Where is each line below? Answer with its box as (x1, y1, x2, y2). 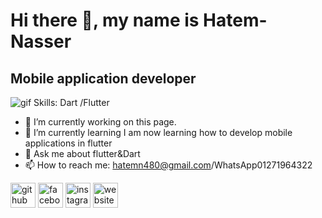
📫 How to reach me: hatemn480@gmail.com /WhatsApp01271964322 (24, 159, 313, 171)
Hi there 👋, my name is (10, 9, 200, 32)
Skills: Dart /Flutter (33, 97, 110, 108)
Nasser (10, 30, 72, 53)
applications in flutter (24, 137, 113, 149)
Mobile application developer (10, 70, 197, 87)
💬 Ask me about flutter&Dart (24, 148, 141, 159)
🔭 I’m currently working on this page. (24, 116, 177, 128)
